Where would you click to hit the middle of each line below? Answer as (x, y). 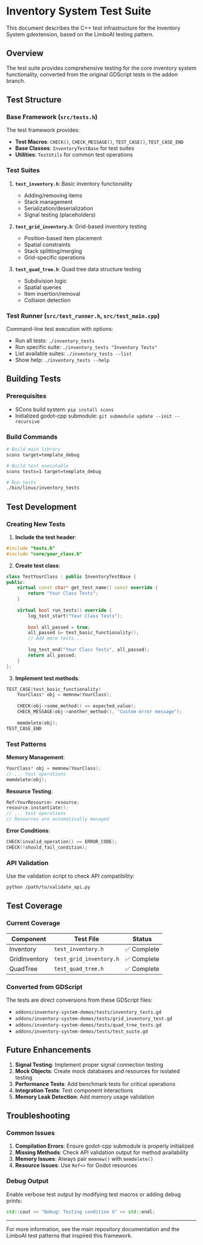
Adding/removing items (53, 195)
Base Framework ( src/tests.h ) (52, 117)
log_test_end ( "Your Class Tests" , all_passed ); (89, 650)
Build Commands (32, 437)
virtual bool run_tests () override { (65, 610)
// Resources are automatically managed (58, 819)
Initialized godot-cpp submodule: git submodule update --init (93, 416)
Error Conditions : (28, 831)
